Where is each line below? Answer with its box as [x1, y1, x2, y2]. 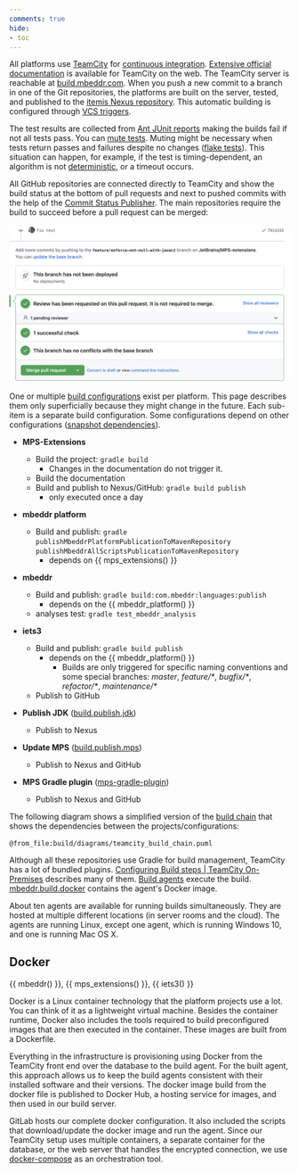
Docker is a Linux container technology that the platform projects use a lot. [9, 995, 283, 1006]
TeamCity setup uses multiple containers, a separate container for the [9, 1134, 265, 1145]
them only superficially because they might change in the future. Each [9, 400, 267, 410]
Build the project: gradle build [35, 453, 149, 464]
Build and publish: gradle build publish [35, 642, 183, 653]
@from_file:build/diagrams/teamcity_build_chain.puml [9, 838, 213, 847]
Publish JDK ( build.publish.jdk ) [21, 707, 137, 718]
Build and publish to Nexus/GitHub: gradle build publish [35, 482, 246, 492]
